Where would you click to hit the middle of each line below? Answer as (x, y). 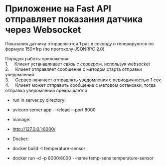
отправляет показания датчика (74, 19)
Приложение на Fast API (58, 9)
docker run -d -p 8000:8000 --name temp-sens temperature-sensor (83, 158)
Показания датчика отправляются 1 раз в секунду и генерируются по (80, 43)
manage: (21, 119)
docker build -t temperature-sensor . (50, 148)
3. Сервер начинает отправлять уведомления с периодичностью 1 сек (83, 80)
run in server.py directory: (39, 100)
